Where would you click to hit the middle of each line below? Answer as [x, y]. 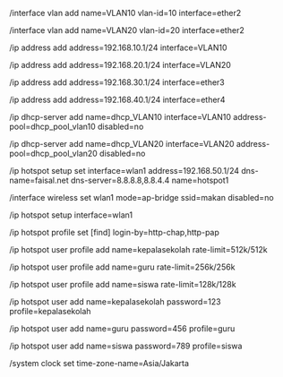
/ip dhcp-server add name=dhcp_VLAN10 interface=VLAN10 [120, 117]
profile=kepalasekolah [50, 311]
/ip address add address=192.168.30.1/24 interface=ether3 [117, 82]
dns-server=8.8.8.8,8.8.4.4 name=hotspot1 [150, 180]
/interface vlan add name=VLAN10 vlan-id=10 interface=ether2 [125, 13]
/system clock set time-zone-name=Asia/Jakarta [99, 363]
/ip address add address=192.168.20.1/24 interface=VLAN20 [120, 65]
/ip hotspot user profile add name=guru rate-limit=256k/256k [122, 267]
